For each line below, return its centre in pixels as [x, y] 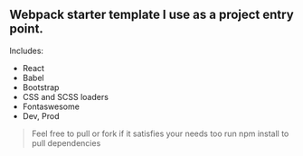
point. [26, 29]
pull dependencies [66, 142]
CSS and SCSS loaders [65, 96]
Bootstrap [41, 87]
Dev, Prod [41, 115]
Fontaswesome [51, 106]
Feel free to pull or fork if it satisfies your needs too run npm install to [160, 133]
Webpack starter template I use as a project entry [151, 15]
